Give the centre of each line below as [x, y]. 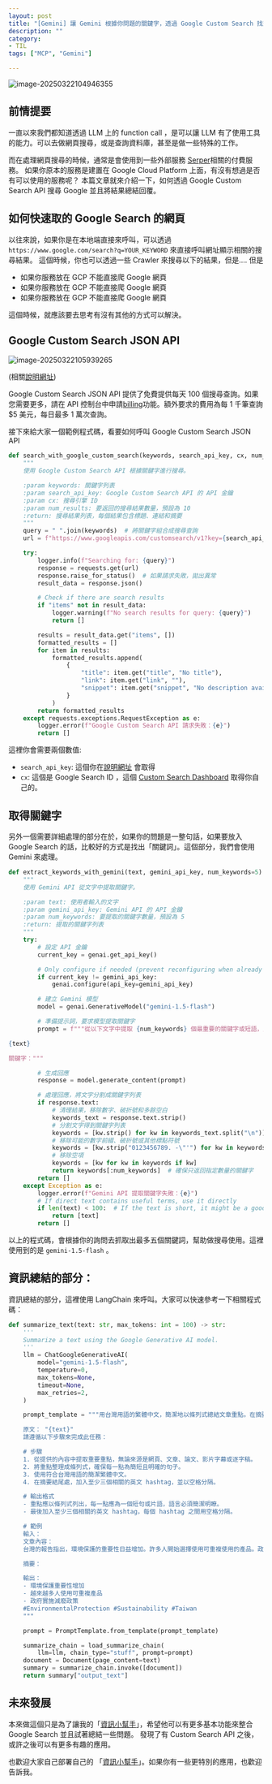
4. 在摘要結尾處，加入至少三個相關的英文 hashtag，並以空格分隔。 [121, 1482]
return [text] [75, 1216]
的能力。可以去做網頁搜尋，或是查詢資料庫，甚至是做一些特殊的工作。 [125, 142]
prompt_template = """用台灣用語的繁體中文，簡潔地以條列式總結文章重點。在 [140, 1415]
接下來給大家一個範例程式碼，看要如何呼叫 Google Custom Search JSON [130, 432]
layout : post [30, 16]
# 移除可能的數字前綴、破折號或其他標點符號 [116, 1140]
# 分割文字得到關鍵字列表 [89, 1125]
